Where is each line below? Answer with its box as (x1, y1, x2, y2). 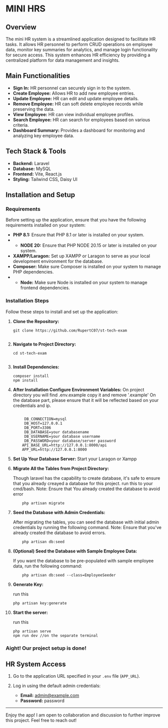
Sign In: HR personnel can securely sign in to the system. (12, 85, 131, 91)
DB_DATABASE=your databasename (24, 429, 89, 434)
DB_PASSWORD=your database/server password (24, 438, 116, 443)
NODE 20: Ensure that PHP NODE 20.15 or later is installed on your (20, 242, 157, 248)
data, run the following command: (12, 563, 82, 569)
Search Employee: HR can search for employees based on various (12, 117, 151, 123)
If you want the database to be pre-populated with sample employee (12, 557, 154, 563)
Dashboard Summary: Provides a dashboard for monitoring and (12, 127, 145, 133)
